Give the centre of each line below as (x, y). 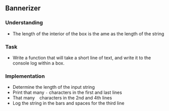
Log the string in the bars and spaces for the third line (68, 103)
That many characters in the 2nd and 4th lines (62, 98)
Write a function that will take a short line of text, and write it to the (82, 58)
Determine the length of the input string (53, 87)
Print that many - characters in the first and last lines (67, 92)
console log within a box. (38, 63)
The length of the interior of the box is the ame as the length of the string (88, 34)
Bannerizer (23, 8)
